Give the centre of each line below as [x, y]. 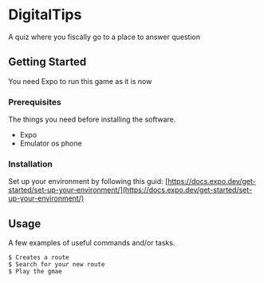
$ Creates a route [39, 257]
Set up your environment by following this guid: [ [88, 181]
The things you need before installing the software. [92, 120]
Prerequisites [35, 102]
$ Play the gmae [35, 272]
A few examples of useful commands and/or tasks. [92, 243]
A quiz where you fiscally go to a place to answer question [104, 37]
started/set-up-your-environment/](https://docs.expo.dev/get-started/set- [130, 190]
